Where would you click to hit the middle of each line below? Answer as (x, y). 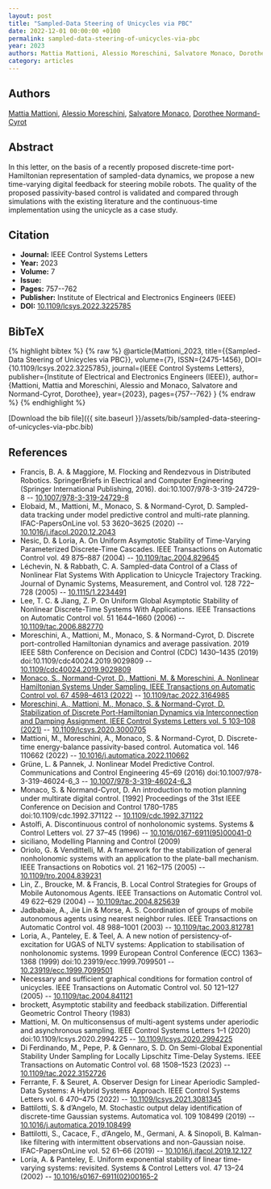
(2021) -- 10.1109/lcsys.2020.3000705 (83, 730)
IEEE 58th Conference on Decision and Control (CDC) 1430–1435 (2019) (139, 652)
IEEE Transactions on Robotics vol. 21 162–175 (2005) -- (113, 867)
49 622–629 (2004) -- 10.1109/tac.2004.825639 (100, 901)
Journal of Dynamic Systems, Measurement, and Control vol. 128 (128, 583)
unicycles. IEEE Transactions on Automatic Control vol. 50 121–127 (129, 987)
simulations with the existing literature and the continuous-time (113, 201)
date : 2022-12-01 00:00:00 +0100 (65, 31)
